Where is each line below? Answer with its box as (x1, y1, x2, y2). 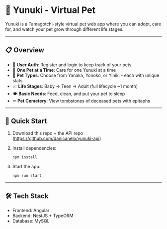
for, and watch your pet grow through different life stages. (5, 26, 124, 32)
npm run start (12, 173, 42, 178)
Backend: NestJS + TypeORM (12, 213, 74, 219)
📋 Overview (5, 46, 45, 54)
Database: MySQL (12, 218, 50, 224)
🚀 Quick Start (5, 117, 47, 125)
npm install (12, 154, 37, 160)
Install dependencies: (12, 145, 57, 151)
